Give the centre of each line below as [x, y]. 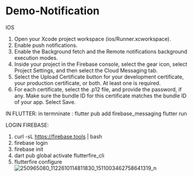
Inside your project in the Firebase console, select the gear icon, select [101, 64]
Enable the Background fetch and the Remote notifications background [101, 51]
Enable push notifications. [46, 45]
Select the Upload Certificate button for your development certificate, [99, 77]
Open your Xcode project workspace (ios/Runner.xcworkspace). [92, 39]
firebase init [29, 149]
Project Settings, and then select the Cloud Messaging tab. [86, 70]
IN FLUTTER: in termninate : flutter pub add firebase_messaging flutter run [96, 113]
